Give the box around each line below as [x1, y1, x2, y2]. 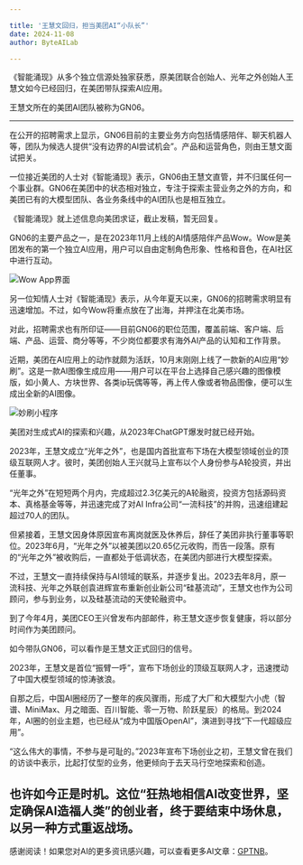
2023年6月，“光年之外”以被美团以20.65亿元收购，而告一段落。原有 [24, 541, 276, 552]
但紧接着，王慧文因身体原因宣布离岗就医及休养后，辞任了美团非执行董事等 [9, 529, 286, 540]
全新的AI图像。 [24, 388, 81, 399]
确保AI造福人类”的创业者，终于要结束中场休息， [21, 803, 289, 818]
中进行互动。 [9, 255, 57, 266]
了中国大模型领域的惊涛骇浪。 [9, 674, 120, 684]
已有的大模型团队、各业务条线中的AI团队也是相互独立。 [24, 194, 231, 205]
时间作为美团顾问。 [9, 624, 81, 635]
